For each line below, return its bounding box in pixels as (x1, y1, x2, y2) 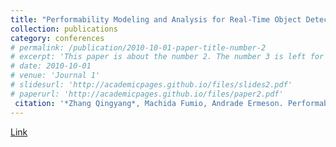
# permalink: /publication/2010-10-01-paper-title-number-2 (10, 42, 267, 53)
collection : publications (10, 24, 118, 34)
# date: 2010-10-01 (10, 61, 92, 71)
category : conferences (10, 33, 105, 43)
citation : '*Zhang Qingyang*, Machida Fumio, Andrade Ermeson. (14, 98, 284, 108)
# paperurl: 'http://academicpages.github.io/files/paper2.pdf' (10, 89, 284, 99)
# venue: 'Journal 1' (10, 71, 101, 81)
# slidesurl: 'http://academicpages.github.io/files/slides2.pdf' (10, 80, 293, 90)
